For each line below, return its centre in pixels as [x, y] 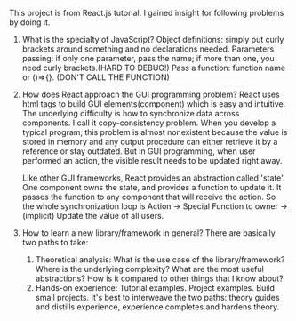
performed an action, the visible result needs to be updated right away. [152, 160]
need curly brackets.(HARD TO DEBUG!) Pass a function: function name [154, 68]
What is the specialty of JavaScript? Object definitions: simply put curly [153, 40]
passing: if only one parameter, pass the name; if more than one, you [148, 58]
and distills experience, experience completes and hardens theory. [157, 307]
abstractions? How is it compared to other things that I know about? [159, 278]
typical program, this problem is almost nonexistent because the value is [155, 132]
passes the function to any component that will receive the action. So [149, 197]
